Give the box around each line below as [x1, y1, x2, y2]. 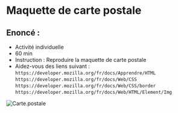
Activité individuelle [14, 43, 65, 50]
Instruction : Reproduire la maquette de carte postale [14, 56, 147, 63]
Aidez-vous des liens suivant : [14, 63, 91, 70]
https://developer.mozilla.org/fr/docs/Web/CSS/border [14, 83, 156, 89]
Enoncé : [6, 28, 40, 38]
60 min [14, 50, 33, 57]
